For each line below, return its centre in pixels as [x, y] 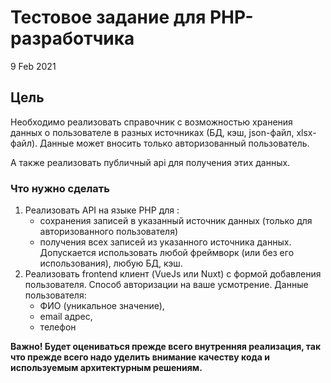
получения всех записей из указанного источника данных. [165, 242]
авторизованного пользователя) [109, 232]
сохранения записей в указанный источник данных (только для [176, 221]
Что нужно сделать [60, 188]
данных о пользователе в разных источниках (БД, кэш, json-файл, [152, 132]
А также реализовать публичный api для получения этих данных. [150, 162]
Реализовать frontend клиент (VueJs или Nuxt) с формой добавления [173, 274]
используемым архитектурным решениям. [106, 368]
